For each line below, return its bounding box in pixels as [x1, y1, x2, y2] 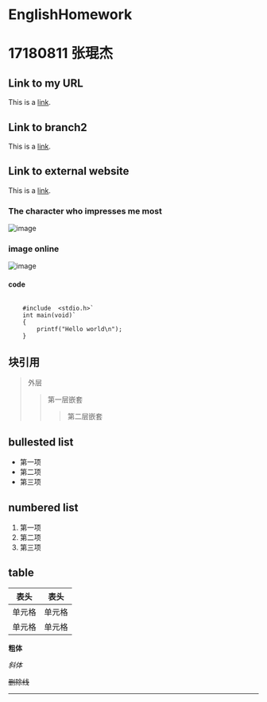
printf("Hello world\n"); [37, 325, 123, 333]
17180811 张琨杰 [8, 44, 114, 63]
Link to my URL [8, 76, 83, 90]
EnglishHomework [8, 6, 133, 24]
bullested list [8, 435, 74, 449]
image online [8, 244, 60, 255]
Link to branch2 [8, 121, 87, 134]
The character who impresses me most [8, 205, 163, 216]
